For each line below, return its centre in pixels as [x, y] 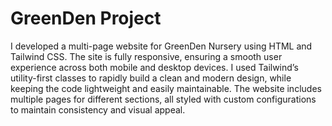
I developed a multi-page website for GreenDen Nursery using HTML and [161, 46]
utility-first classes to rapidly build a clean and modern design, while [151, 78]
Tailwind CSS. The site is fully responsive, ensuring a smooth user [146, 56]
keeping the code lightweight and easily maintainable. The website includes [166, 88]
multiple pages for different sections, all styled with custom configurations [163, 99]
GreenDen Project [86, 18]
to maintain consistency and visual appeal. [98, 109]
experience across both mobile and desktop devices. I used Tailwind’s [154, 67]
